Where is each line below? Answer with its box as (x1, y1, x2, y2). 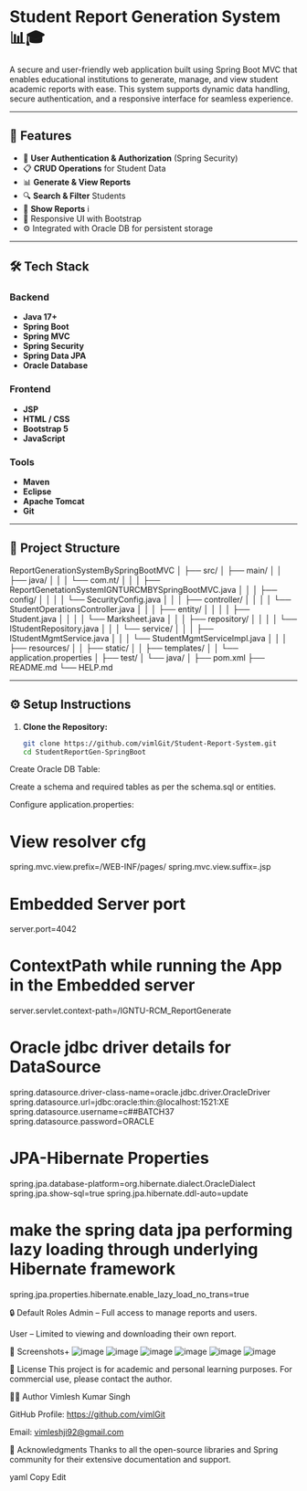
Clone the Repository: (22, 721, 108, 732)
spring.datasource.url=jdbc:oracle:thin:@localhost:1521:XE (9, 1096, 230, 1107)
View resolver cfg (9, 831, 147, 851)
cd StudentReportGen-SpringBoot (22, 747, 146, 756)
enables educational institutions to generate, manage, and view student (9, 73, 279, 84)
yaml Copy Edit (9, 1472, 67, 1483)
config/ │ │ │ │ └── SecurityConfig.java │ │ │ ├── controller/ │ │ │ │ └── (9, 594, 291, 605)
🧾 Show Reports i (22, 203, 90, 214)
